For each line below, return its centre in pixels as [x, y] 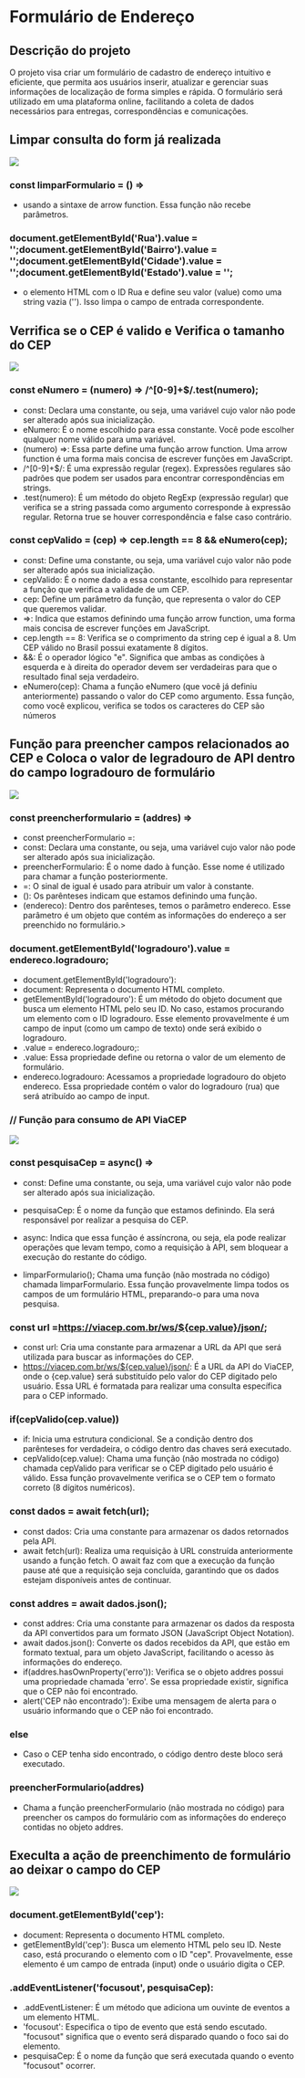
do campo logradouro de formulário [112, 773]
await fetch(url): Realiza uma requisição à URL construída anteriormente [158, 1550]
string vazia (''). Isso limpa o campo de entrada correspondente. [143, 302]
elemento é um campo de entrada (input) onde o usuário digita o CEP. [153, 1964]
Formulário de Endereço [102, 17]
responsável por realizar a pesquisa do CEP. [106, 1220]
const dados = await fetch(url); [80, 1511]
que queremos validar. [65, 608]
